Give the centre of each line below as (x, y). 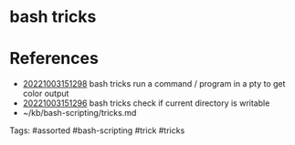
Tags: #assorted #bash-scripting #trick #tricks (97, 130)
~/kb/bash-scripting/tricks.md (79, 113)
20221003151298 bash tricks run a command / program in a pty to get (154, 84)
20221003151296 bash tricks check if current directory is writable (146, 103)
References (54, 59)
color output (46, 94)
